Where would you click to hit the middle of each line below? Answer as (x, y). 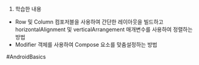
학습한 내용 (28, 9)
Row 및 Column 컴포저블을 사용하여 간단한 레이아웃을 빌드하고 (89, 22)
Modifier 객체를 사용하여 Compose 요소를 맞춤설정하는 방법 (86, 45)
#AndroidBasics (26, 57)
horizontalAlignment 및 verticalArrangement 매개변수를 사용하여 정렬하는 (104, 29)
